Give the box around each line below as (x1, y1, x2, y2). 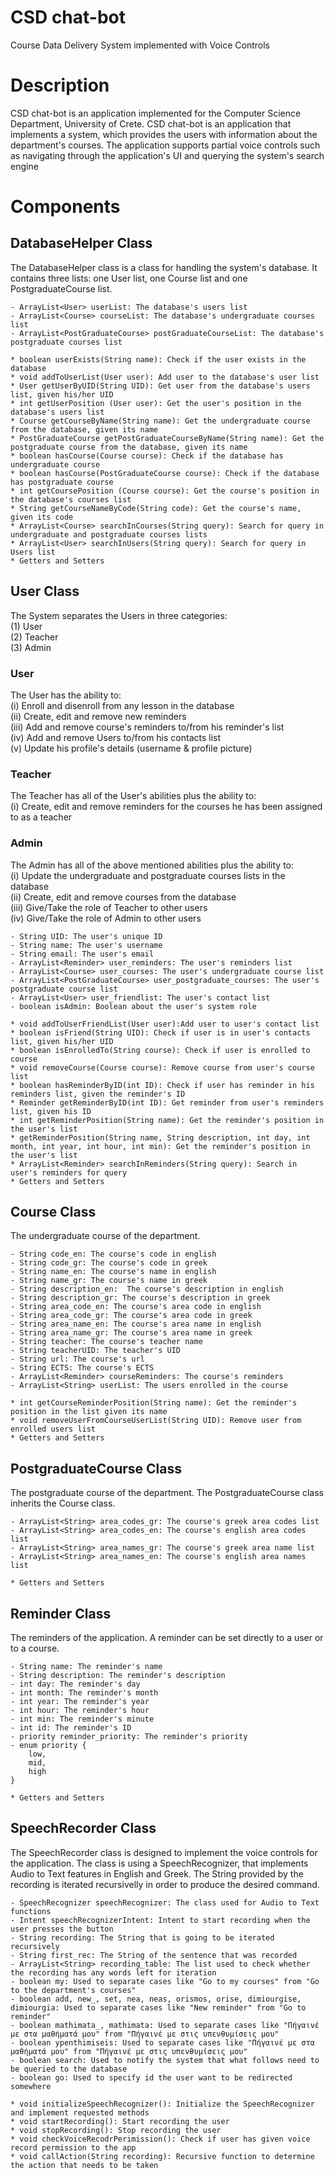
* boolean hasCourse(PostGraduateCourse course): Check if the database (10, 468, 320, 478)
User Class (10, 583, 80, 600)
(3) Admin (10, 641, 52, 653)
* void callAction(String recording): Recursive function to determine (10, 2151, 315, 2161)
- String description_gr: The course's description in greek (10, 1293, 271, 1303)
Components (10, 196, 121, 218)
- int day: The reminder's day (10, 1679, 141, 1690)
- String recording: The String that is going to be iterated (10, 1932, 275, 1943)
